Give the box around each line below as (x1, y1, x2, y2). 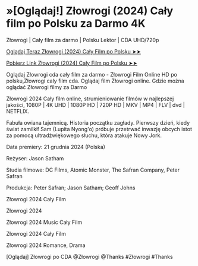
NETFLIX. (6, 107, 30, 115)
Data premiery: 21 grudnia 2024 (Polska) (6, 143, 106, 150)
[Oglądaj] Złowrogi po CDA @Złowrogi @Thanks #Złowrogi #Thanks (6, 253, 174, 260)
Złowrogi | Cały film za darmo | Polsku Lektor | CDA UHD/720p (6, 36, 159, 43)
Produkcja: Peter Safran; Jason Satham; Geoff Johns (6, 184, 136, 191)
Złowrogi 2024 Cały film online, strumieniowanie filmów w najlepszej (6, 95, 174, 102)
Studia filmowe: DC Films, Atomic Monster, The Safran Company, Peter (6, 166, 180, 173)
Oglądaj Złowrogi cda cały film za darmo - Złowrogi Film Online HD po (6, 71, 177, 78)
